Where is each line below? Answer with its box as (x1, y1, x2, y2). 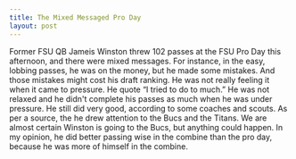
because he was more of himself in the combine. (9, 140, 189, 152)
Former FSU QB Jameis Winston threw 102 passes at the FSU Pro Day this (9, 46, 282, 56)
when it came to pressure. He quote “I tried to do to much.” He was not (9, 84, 270, 95)
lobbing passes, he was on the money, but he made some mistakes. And (9, 64, 275, 76)
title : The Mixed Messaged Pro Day (9, 13, 142, 22)
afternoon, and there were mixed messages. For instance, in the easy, (9, 55, 266, 66)
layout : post (9, 21, 58, 30)
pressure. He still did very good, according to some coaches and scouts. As (9, 103, 288, 113)
